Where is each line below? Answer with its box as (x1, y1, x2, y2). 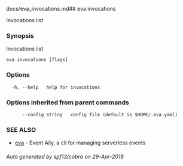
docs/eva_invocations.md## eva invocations (6, 5, 116, 12)
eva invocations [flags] (6, 57, 68, 63)
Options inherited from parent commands (6, 98, 130, 107)
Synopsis (6, 31, 34, 40)
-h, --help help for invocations (11, 84, 100, 90)
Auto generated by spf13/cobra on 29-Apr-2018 (6, 153, 124, 160)
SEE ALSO (6, 125, 36, 134)
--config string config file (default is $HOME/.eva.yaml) (22, 111, 178, 117)
